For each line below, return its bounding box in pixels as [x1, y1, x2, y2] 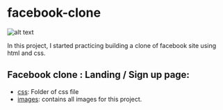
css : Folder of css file [17, 87, 79, 95]
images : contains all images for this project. [17, 95, 142, 103]
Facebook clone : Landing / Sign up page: [7, 69, 190, 81]
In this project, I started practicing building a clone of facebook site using [7, 41, 217, 49]
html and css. [7, 49, 46, 57]
